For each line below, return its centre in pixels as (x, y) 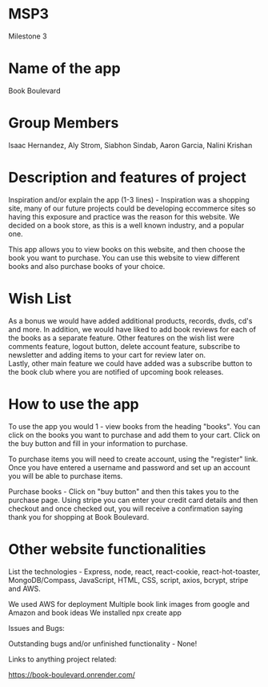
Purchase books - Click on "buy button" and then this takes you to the (124, 491)
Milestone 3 (28, 36)
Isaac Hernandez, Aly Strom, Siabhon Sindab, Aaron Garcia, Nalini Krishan (130, 145)
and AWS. (25, 589)
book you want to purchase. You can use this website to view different (124, 258)
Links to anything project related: (63, 659)
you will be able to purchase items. (66, 476)
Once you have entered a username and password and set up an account (129, 467)
